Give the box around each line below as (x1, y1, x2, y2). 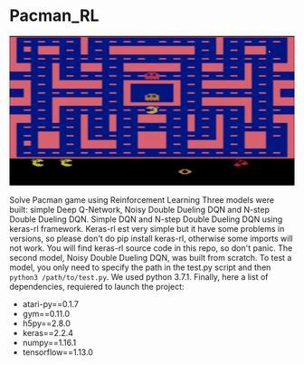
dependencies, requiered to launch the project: (9, 281, 185, 292)
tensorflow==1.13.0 (22, 346, 93, 358)
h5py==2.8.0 (22, 318, 71, 329)
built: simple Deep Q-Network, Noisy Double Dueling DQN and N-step (9, 204, 270, 215)
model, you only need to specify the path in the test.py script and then (9, 262, 271, 273)
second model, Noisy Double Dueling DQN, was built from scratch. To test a (9, 252, 292, 263)
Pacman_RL (9, 5, 100, 26)
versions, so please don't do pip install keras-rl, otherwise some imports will (9, 233, 293, 244)
